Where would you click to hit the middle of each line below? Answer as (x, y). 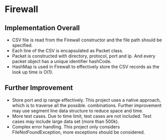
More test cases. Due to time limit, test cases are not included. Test (82, 116)
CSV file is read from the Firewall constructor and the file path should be (87, 40)
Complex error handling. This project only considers (66, 126)
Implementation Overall (42, 28)
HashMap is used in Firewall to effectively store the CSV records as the (86, 67)
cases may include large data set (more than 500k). (65, 121)
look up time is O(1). (33, 72)
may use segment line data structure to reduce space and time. (78, 111)
